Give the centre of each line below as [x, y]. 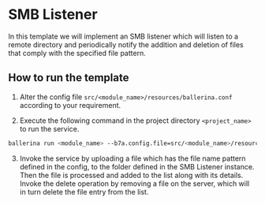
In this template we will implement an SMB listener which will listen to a [123, 36]
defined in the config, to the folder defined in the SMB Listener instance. [137, 166]
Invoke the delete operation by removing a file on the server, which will [134, 184]
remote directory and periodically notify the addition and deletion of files [126, 44]
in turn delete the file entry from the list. [84, 191]
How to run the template [69, 78]
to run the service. [49, 128]
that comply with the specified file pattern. [77, 53]
